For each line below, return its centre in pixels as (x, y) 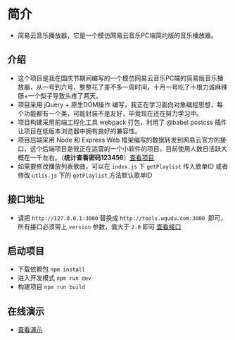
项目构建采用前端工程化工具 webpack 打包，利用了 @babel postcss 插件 (122, 122)
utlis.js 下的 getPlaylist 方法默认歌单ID (92, 175)
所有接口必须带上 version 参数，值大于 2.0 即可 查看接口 (99, 226)
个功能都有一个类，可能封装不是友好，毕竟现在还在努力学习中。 (110, 113)
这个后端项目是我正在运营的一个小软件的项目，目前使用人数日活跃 (126, 148)
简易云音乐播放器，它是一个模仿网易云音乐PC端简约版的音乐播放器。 (117, 35)
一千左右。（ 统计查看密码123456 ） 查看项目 (92, 157)
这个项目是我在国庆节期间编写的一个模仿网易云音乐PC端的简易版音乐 (117, 78)
